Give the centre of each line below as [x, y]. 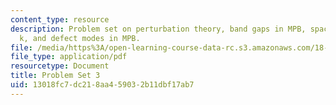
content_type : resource [60, 19]
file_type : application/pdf [69, 57]
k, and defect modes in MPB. [80, 38]
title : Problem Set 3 [55, 76]
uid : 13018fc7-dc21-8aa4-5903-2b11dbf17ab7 [102, 85]
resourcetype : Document [60, 66]
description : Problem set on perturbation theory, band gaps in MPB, [158, 29]
